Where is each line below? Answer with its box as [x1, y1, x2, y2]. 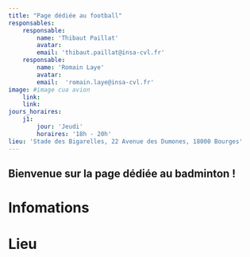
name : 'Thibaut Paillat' [37, 33, 119, 42]
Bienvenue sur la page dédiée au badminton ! [8, 166, 236, 180]
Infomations [8, 199, 90, 217]
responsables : [8, 19, 56, 27]
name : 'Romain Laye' [37, 64, 105, 72]
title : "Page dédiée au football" [8, 11, 123, 20]
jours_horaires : [8, 108, 62, 116]
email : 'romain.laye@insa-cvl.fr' [37, 78, 155, 86]
